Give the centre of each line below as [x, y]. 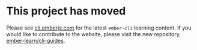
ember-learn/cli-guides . [36, 40]
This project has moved [66, 11]
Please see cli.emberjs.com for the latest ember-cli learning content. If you [99, 28]
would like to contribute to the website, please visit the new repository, [94, 34]
